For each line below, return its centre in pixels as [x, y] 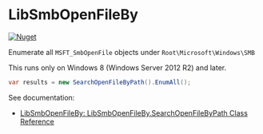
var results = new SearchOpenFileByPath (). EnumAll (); [100, 82]
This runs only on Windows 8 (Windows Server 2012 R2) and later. [117, 67]
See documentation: [42, 97]
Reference [37, 121]
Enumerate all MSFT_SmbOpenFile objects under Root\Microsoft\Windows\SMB [132, 52]
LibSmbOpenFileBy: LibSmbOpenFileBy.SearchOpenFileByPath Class [133, 112]
